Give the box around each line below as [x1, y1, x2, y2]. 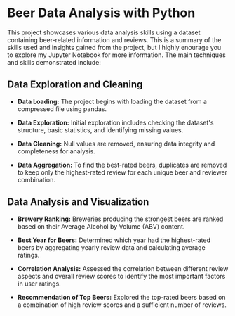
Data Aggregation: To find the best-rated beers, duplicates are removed [17, 160, 227, 169]
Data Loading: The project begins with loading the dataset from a [17, 97, 207, 106]
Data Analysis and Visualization [7, 196, 149, 208]
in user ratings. [17, 279, 61, 288]
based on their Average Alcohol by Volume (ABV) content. [17, 222, 185, 230]
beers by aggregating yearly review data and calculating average [17, 243, 206, 251]
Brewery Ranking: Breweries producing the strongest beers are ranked [17, 215, 224, 223]
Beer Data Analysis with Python [7, 5, 196, 21]
